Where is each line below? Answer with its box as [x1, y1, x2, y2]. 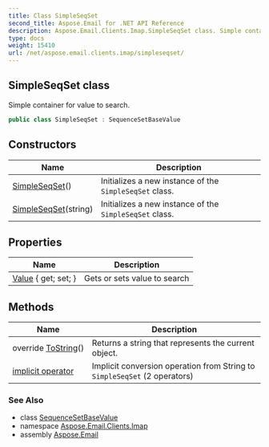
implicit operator [12, 366, 74, 377]
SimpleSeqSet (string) [12, 203, 94, 214]
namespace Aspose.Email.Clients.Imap [19, 421, 148, 431]
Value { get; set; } [12, 273, 77, 284]
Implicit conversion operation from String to [91, 360, 255, 372]
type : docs [8, 34, 45, 43]
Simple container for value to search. [8, 100, 130, 109]
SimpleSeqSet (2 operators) [91, 371, 194, 382]
